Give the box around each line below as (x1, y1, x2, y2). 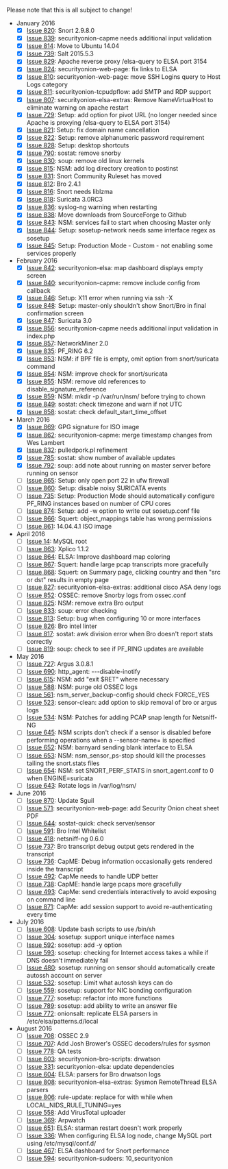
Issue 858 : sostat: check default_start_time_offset (26, 408, 167, 416)
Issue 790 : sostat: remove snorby (26, 149, 121, 157)
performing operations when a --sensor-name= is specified (26, 736, 195, 745)
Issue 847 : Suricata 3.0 (26, 316, 92, 324)
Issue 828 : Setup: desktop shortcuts (26, 141, 129, 149)
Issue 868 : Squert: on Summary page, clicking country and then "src (26, 568, 220, 577)
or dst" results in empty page (26, 576, 110, 584)
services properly (26, 249, 77, 257)
